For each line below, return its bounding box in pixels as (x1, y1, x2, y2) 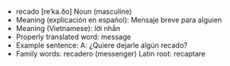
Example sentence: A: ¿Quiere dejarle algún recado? (15, 41, 188, 50)
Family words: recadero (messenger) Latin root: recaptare (15, 49, 205, 58)
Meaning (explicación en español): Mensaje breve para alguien (15, 15, 223, 25)
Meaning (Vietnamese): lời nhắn (15, 24, 121, 33)
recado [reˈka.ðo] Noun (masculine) (15, 7, 133, 16)
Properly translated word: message (15, 32, 131, 41)
